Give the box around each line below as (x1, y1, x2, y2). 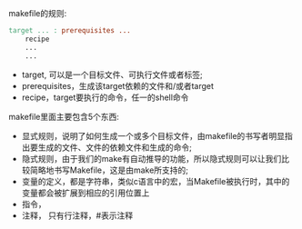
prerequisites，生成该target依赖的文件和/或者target (21, 80, 215, 91)
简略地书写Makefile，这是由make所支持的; (29, 164, 188, 175)
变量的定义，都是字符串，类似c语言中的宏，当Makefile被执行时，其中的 (21, 175, 290, 186)
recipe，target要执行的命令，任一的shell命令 (21, 92, 189, 103)
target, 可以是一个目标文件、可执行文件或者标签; (21, 69, 203, 80)
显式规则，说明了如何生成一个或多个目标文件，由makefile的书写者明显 (21, 130, 286, 141)
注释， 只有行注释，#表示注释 (21, 210, 134, 221)
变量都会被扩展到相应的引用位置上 (21, 187, 150, 198)
